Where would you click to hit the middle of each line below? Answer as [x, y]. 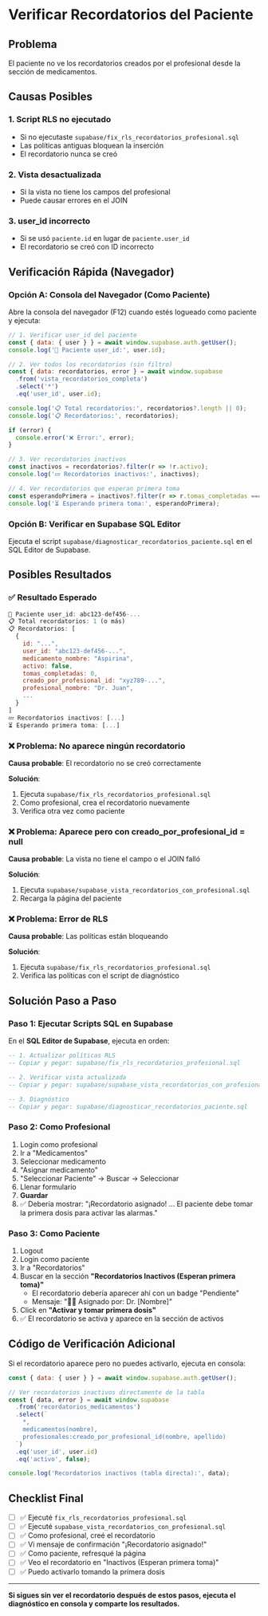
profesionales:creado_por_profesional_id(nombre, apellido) [124, 1437]
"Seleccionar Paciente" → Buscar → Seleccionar [99, 1178]
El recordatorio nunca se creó [69, 154]
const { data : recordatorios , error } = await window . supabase [116, 372]
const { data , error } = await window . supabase [89, 1400]
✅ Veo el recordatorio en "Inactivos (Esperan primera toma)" [119, 1563]
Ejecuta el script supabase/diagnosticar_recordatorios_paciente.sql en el [130, 541]
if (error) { [30, 430]
